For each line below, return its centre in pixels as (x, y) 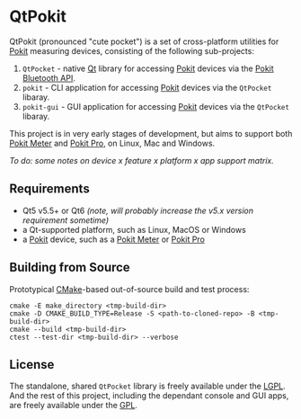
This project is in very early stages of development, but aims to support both (151, 133)
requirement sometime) (66, 220)
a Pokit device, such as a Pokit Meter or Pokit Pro (113, 239)
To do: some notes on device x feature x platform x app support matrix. (142, 160)
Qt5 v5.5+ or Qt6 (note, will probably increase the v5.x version (138, 210)
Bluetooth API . (49, 77)
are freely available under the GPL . (73, 406)
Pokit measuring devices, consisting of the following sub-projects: (132, 50)
